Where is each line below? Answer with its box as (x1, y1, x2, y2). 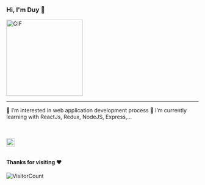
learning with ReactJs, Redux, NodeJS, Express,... (6, 113, 132, 121)
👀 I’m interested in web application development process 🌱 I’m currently (6, 107, 187, 114)
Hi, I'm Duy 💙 (6, 5, 45, 14)
